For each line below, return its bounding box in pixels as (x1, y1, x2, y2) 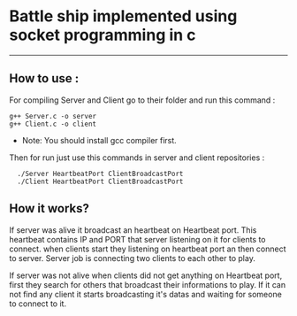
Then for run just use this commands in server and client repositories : (9, 152, 265, 163)
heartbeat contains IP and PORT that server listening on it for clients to (9, 234, 267, 244)
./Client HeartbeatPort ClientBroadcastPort (17, 177, 184, 186)
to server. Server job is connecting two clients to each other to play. (9, 252, 256, 263)
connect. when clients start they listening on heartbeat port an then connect (9, 243, 286, 254)
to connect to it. (9, 298, 67, 309)
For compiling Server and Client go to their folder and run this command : (9, 95, 276, 105)
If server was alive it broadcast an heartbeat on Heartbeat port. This (9, 224, 257, 235)
